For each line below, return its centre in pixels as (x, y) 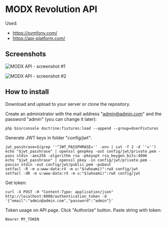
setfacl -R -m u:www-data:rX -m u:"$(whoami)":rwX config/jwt (72, 169)
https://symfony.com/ (35, 33)
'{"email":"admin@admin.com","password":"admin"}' (59, 201)
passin (12, 165)
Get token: (16, 183)
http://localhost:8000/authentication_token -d (56, 196)
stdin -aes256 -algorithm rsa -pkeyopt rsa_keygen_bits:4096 (82, 156)
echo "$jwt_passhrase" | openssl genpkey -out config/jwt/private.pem (81, 151)
